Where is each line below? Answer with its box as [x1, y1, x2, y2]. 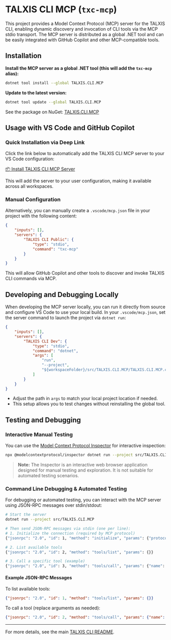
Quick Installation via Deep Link [5, 139, 85, 146]
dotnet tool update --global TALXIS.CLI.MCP [5, 100, 101, 105]
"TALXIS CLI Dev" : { [23, 338, 67, 344]
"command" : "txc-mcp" [32, 247, 79, 252]
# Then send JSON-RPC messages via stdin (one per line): [5, 526, 131, 531]
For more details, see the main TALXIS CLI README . [5, 629, 115, 635]
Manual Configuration [5, 196, 61, 203]
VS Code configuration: [5, 156, 54, 162]
